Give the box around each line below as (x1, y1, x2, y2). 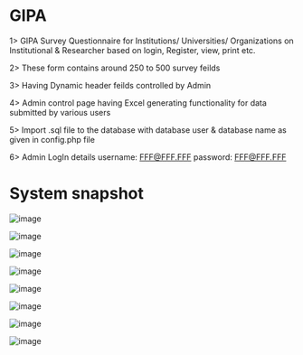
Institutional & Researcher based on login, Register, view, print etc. (9, 44, 256, 55)
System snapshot (9, 183, 145, 204)
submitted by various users (9, 107, 111, 117)
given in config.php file (9, 134, 95, 145)
